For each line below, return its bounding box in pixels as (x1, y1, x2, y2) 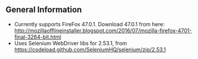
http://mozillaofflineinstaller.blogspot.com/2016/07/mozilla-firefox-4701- (14, 27, 192, 34)
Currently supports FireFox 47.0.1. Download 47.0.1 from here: (14, 20, 165, 27)
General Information (5, 5, 82, 15)
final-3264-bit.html (14, 33, 61, 41)
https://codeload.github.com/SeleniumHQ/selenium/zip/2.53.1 (14, 46, 166, 53)
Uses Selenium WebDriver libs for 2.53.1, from (14, 39, 128, 46)
